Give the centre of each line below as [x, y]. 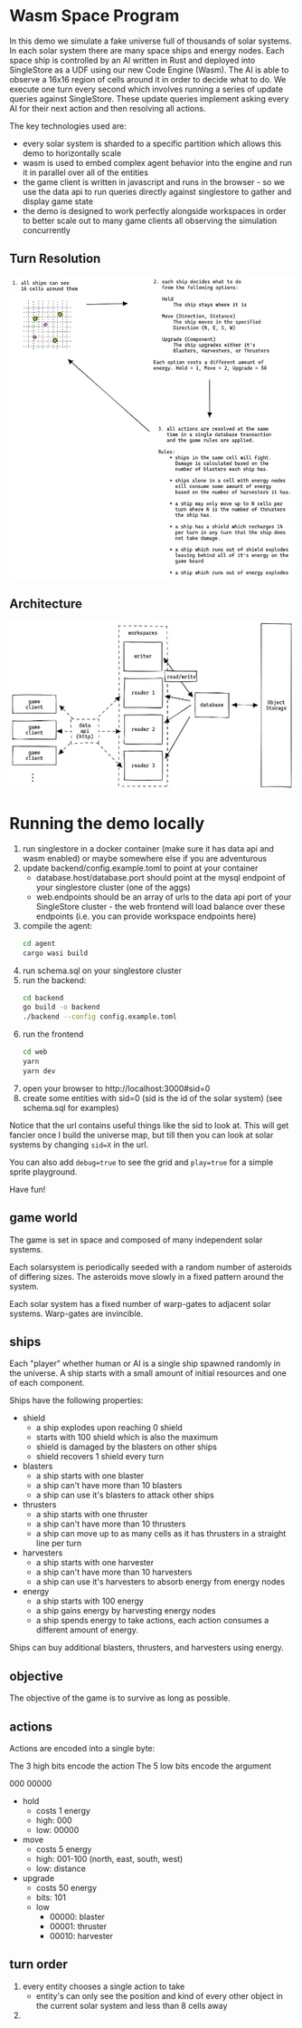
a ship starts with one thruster [92, 1515]
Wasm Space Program [94, 16]
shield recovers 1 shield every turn [100, 1457]
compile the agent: [57, 925]
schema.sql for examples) [71, 1107]
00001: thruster [78, 1926]
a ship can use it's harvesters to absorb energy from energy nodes [160, 1582]
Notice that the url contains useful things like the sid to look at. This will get [149, 1125]
